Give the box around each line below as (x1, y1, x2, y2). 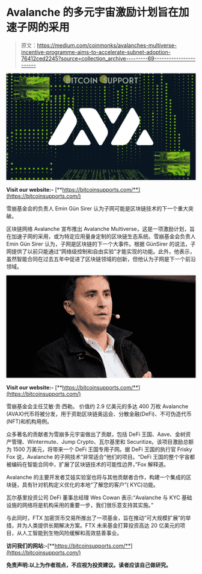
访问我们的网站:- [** (6, 542, 55, 549)
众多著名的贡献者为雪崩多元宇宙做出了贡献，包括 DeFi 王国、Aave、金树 (6, 430, 186, 438)
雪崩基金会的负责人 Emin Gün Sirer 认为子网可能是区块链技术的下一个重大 (6, 205, 188, 212)
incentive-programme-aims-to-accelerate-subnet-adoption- (20, 48, 171, 55)
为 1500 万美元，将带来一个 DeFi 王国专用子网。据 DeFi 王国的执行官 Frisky (6, 446, 192, 453)
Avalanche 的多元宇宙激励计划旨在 (6, 5, 179, 19)
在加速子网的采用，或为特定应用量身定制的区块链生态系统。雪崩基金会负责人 (6, 233, 196, 240)
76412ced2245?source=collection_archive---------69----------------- (20, 55, 196, 62)
